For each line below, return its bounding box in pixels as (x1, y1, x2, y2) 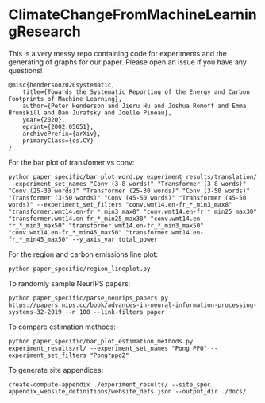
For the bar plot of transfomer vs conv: (8, 157, 135, 167)
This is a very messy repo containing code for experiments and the (8, 48, 228, 58)
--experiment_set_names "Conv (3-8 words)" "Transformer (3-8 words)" (8, 180, 247, 188)
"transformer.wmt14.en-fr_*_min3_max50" (68, 221, 204, 230)
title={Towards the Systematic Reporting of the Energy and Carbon (22, 87, 250, 96)
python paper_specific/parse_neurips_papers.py (8, 294, 169, 302)
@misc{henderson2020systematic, (8, 81, 115, 89)
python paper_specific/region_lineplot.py (8, 265, 151, 273)
